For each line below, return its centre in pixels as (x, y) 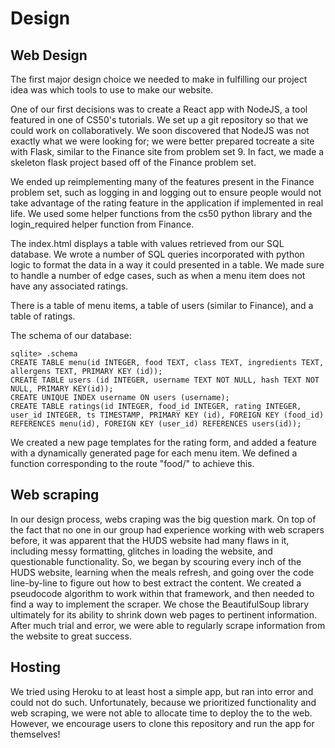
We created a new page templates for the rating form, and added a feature (163, 442)
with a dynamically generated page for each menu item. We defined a (154, 453)
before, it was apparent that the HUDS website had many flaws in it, (150, 540)
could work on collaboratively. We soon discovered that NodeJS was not (160, 130)
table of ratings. (43, 316)
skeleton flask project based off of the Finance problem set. (133, 162)
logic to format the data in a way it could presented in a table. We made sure (167, 265)
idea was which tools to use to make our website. (112, 90)
